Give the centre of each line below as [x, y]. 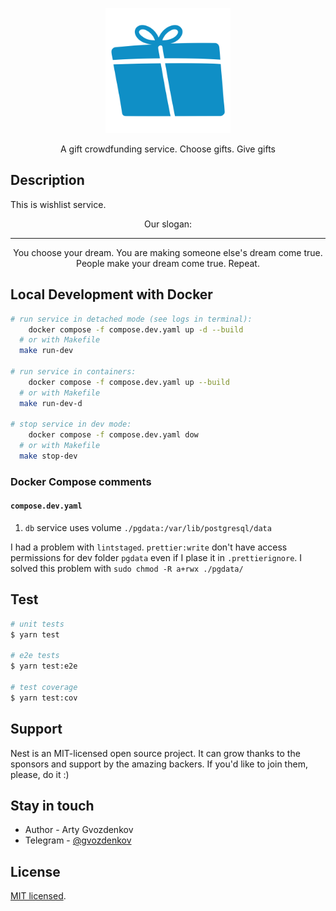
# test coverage [44, 688]
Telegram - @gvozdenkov [78, 840]
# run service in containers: [73, 372]
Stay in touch [52, 806]
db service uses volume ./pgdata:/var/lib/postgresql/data [148, 527]
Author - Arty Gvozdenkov [79, 830]
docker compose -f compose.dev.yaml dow [113, 435]
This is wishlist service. [58, 204]
